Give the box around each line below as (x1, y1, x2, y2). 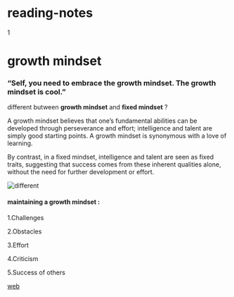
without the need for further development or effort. (7, 168, 155, 176)
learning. (7, 139, 33, 147)
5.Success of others (7, 268, 65, 277)
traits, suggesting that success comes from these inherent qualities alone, (7, 160, 221, 169)
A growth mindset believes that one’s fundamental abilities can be (7, 116, 198, 125)
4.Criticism (7, 254, 39, 262)
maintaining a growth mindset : (7, 198, 100, 206)
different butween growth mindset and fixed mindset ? (7, 103, 168, 111)
